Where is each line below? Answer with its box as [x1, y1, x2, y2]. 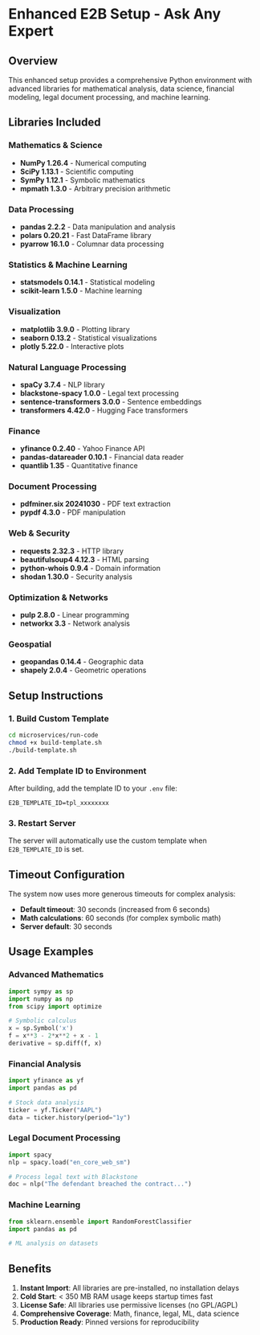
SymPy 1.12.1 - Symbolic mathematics [19, 175, 146, 185]
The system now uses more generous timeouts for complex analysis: [8, 889, 236, 899]
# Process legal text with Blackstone [8, 1173, 138, 1181]
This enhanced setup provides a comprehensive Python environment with [8, 76, 253, 84]
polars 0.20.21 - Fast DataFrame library [19, 230, 152, 240]
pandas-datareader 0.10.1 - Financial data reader [19, 452, 185, 462]
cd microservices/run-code [8, 731, 99, 740]
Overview [8, 54, 59, 68]
